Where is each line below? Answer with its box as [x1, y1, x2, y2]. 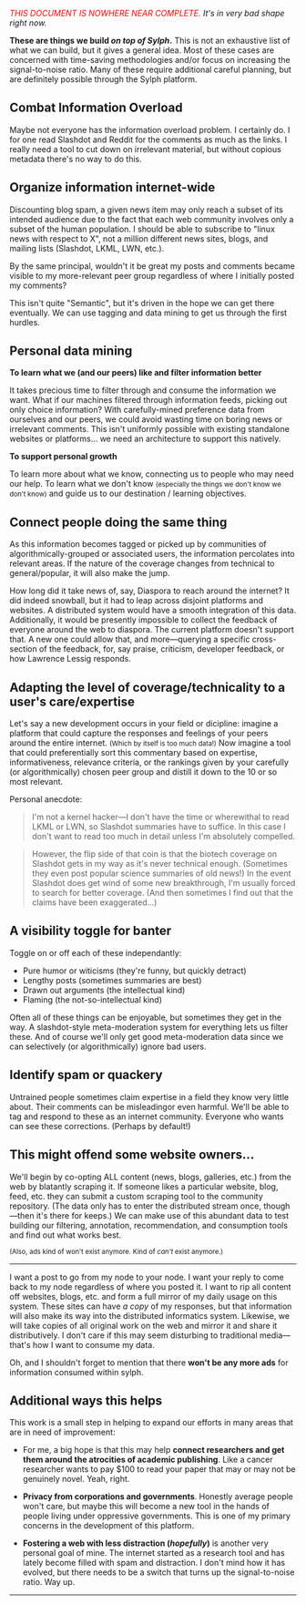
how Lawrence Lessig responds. [9, 653, 132, 664]
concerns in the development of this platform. [22, 1520, 195, 1531]
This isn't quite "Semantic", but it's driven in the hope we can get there [9, 297, 275, 308]
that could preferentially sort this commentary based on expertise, [9, 747, 258, 758]
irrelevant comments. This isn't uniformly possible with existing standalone [9, 424, 290, 435]
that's [9, 1339, 31, 1350]
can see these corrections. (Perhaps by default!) [9, 1120, 191, 1131]
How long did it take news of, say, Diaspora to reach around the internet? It [9, 585, 290, 596]
